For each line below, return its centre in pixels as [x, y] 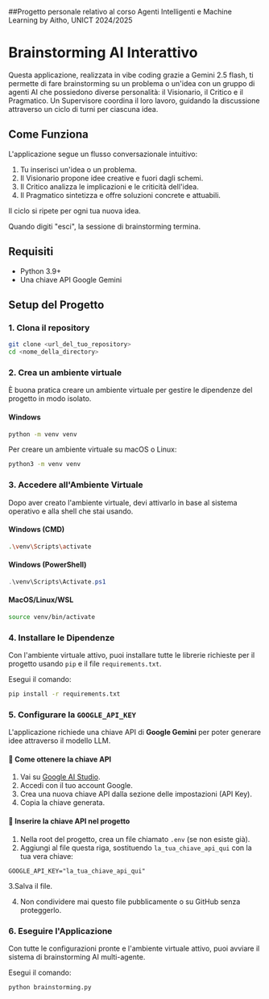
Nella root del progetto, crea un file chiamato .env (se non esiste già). [135, 839]
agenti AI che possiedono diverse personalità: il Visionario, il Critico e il [126, 92]
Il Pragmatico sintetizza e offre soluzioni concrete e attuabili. [120, 195]
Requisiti [31, 252]
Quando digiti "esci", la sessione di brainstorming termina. [105, 226]
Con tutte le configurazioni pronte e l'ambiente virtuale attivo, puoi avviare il [134, 948]
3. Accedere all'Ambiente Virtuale [76, 485]
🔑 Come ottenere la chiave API [60, 759]
